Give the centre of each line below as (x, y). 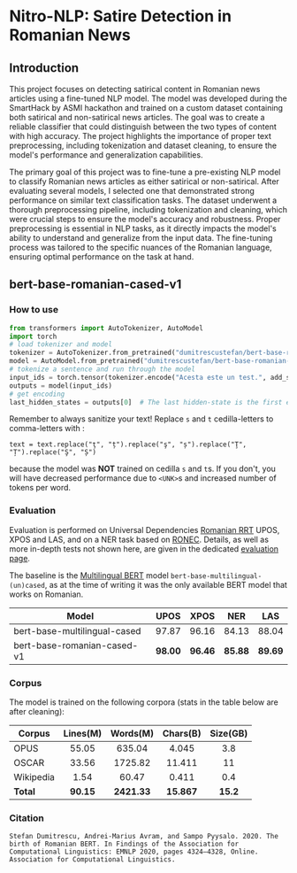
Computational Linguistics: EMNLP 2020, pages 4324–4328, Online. (134, 852)
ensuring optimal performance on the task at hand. (102, 257)
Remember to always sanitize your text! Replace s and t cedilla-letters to (141, 419)
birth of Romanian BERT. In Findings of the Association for (124, 844)
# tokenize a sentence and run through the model (103, 369)
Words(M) (132, 734)
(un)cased (27, 585)
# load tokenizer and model (61, 344)
